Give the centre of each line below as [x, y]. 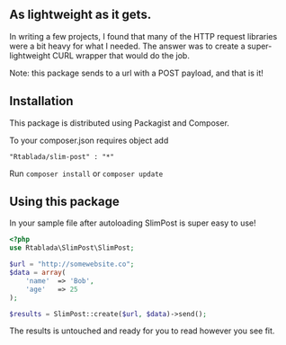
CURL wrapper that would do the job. [121, 55]
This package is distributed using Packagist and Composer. [119, 123]
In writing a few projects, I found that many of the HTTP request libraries [143, 36]
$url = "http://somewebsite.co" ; [72, 264]
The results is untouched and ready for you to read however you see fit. [142, 331]
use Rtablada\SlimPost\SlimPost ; [72, 248]
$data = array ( [38, 273]
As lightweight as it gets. [80, 15]
